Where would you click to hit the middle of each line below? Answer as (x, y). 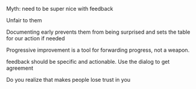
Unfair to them (24, 20)
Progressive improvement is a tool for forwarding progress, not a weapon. (98, 50)
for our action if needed (36, 38)
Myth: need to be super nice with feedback (60, 9)
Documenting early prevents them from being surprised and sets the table (98, 32)
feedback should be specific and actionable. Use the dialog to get (88, 62)
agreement (20, 68)
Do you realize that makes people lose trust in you (68, 80)
